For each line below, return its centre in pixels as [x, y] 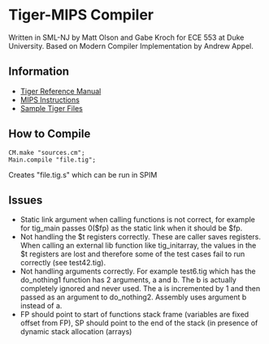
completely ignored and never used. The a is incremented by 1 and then [140, 289]
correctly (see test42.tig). [63, 263]
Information [39, 72]
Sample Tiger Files [51, 108]
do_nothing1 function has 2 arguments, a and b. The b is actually [128, 280]
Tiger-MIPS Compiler [81, 15]
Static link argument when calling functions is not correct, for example [138, 220]
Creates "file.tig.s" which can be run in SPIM [83, 174]
